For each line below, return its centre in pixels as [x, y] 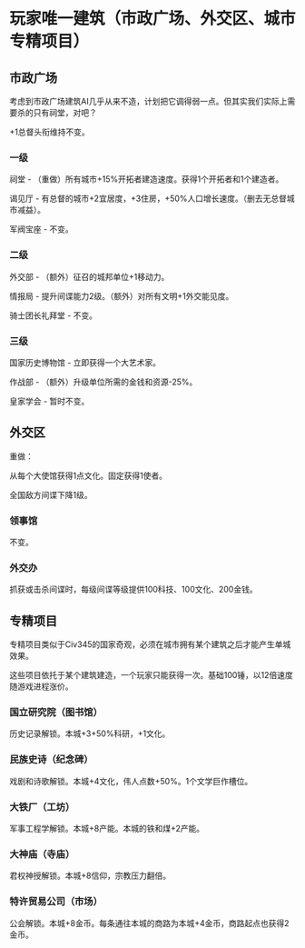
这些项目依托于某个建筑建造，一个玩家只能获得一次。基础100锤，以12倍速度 [151, 675]
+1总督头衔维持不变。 [49, 132]
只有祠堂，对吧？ [65, 113]
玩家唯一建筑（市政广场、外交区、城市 [153, 19]
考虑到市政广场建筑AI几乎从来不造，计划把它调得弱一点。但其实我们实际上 [148, 101]
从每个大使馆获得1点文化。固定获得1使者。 [89, 475]
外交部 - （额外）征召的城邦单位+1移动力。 [89, 276]
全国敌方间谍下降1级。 [51, 494]
